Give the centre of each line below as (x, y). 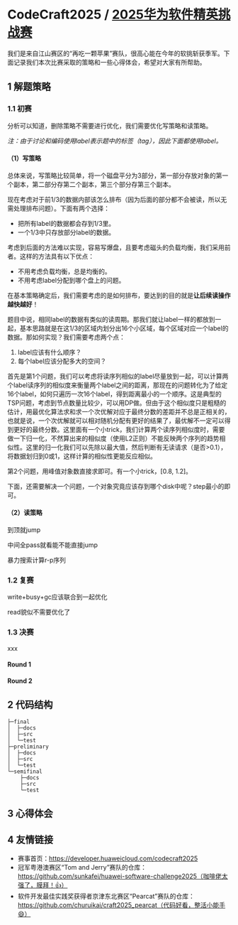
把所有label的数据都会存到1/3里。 (66, 223)
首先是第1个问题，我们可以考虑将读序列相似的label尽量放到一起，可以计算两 (118, 376)
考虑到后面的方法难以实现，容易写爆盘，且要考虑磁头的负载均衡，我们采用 (116, 247)
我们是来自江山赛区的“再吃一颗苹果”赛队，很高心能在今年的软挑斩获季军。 (116, 53)
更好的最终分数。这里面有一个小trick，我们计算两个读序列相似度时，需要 (119, 429)
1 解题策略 (29, 87)
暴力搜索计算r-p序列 (36, 560)
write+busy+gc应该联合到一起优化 (57, 597)
